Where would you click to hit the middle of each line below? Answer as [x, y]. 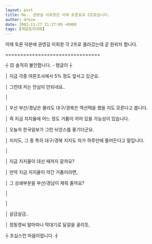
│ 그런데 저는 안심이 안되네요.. [35, 87]
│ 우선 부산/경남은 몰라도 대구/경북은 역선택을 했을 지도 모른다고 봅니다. [77, 108]
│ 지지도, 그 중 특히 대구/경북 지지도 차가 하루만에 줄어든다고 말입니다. [75, 140]
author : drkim [20, 19]
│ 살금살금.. [17, 214]
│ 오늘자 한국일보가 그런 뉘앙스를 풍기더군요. [50, 130]
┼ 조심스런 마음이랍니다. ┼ [32, 236]
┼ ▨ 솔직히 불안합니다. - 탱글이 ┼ [39, 65]
